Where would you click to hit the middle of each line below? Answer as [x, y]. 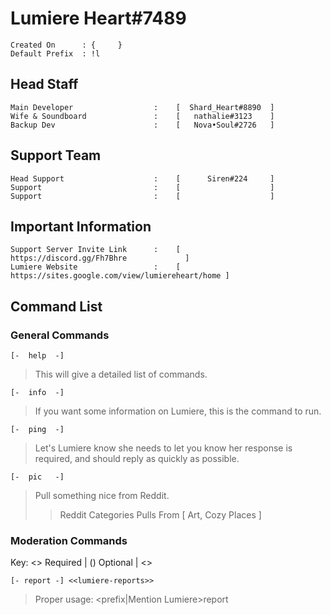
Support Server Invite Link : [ [96, 250]
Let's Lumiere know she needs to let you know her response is [163, 448]
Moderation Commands [69, 540]
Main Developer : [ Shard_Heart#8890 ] [142, 107]
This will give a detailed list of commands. [121, 374]
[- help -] [37, 356]
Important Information [81, 226]
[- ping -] [37, 430]
